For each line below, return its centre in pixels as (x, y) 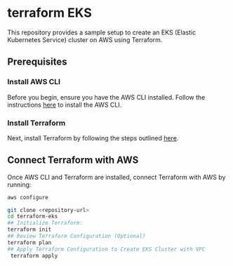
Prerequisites (37, 62)
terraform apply (34, 255)
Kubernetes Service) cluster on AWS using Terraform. (85, 39)
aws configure (28, 197)
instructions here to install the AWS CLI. (65, 105)
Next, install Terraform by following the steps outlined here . (93, 138)
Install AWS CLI (34, 82)
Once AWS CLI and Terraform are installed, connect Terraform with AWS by (116, 177)
